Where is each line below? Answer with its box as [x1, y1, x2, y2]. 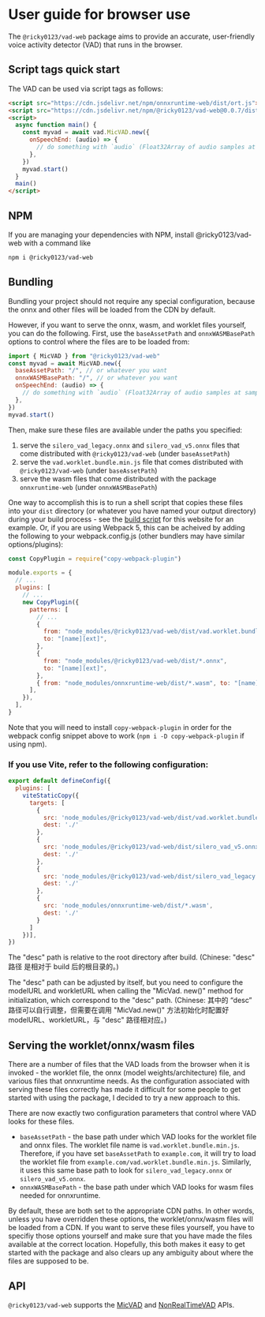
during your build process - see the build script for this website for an [8, 514, 234, 524]
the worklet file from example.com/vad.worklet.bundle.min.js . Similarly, [19, 1158, 252, 1167]
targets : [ [28, 799, 65, 806]
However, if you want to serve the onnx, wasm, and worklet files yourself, [8, 320, 247, 329]
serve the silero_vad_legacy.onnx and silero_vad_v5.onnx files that [19, 440, 241, 450]
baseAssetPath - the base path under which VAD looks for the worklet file [19, 1132, 257, 1142]
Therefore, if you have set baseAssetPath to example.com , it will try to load [19, 1149, 256, 1158]
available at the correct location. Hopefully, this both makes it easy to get [8, 1240, 246, 1249]
